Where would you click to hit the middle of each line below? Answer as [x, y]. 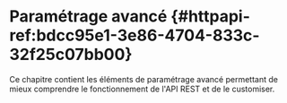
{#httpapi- [210, 17]
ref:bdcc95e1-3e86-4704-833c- [135, 35]
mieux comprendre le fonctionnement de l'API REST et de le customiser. [142, 89]
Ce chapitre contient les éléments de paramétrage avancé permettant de [143, 79]
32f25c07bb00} [71, 55]
